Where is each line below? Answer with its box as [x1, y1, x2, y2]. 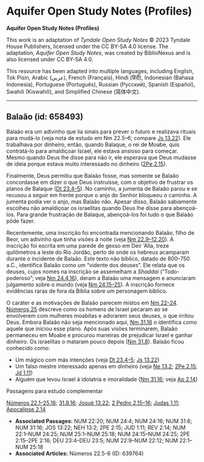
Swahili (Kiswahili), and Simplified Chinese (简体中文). [6, 88, 141, 95]
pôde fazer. [6, 217, 35, 225]
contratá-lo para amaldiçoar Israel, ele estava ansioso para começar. [6, 147, 178, 155]
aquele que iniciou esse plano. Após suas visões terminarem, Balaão [6, 324, 178, 332]
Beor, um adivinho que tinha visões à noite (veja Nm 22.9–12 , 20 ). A [6, 236, 174, 243]
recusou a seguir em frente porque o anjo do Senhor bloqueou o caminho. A [6, 191, 197, 198]
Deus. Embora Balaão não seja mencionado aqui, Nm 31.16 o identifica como [6, 318, 197, 326]
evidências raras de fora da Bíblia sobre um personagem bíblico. [6, 287, 168, 295]
